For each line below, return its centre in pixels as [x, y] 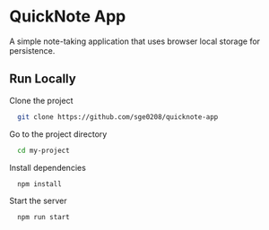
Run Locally [43, 79]
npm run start [43, 217]
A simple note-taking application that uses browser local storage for [135, 41]
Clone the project [41, 100]
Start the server [38, 201]
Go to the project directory [58, 134]
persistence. [32, 50]
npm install [40, 184]
